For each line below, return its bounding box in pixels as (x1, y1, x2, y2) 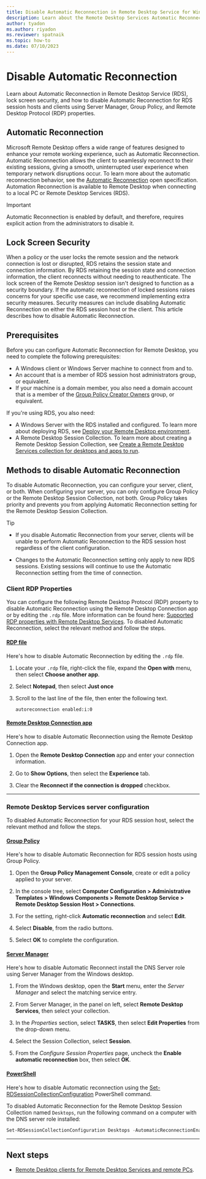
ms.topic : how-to (6, 37, 51, 44)
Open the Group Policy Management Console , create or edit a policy (15, 869, 191, 876)
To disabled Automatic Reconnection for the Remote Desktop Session (6, 1102, 182, 1110)
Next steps (6, 1150, 49, 1160)
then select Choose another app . (15, 670, 100, 678)
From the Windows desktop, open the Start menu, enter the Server (15, 983, 185, 990)
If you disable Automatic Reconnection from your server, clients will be (15, 532, 194, 539)
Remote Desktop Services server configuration (6, 802, 150, 811)
